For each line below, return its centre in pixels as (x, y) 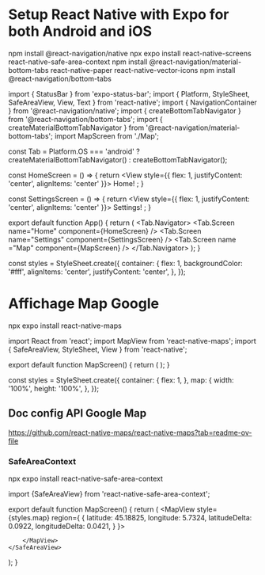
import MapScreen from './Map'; (107, 135)
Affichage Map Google (84, 304)
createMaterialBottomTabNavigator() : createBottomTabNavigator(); (118, 159)
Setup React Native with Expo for (119, 15)
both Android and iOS (80, 31)
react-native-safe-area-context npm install (78, 62)
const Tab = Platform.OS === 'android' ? (74, 151)
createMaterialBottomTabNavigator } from (76, 128)
